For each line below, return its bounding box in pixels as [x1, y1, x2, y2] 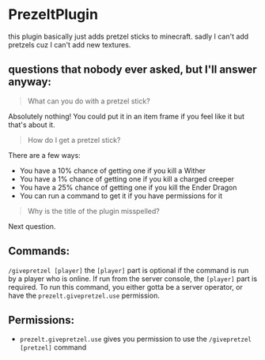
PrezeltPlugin [8, 6, 99, 24]
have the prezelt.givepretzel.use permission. [8, 291, 160, 300]
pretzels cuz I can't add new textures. [8, 39, 131, 49]
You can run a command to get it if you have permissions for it [19, 191, 223, 201]
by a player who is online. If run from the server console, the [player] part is [8, 274, 258, 283]
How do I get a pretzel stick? [27, 135, 121, 144]
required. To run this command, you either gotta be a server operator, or [8, 282, 243, 291]
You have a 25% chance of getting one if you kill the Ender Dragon [19, 182, 237, 192]
